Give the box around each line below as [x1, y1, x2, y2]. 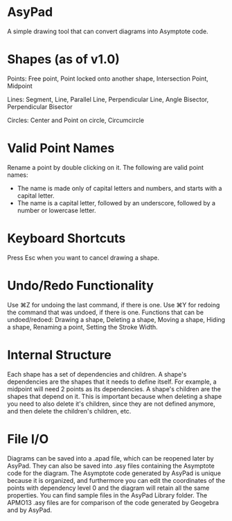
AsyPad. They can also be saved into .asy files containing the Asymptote [7, 461, 215, 470]
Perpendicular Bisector [7, 102, 73, 111]
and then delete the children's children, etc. [7, 407, 132, 415]
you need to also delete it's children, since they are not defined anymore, [7, 400, 216, 408]
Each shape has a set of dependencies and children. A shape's [7, 370, 187, 378]
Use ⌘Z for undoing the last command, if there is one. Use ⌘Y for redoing [7, 300, 220, 309]
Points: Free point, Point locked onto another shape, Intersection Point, [7, 74, 209, 83]
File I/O [7, 431, 49, 447]
